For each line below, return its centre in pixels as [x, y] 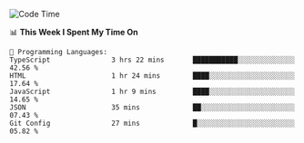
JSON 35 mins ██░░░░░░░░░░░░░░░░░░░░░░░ [152, 108]
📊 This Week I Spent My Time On [74, 32]
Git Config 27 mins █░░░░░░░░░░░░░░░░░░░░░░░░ [152, 123]
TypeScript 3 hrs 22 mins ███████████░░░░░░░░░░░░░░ [152, 60]
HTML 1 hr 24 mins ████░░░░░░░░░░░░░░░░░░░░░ [152, 76]
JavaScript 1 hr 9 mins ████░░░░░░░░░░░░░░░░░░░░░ [152, 91]
